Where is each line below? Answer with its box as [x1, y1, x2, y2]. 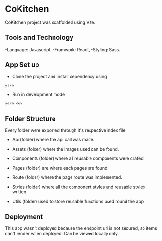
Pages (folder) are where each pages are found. [12, 165, 108, 171]
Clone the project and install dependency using [12, 73, 107, 79]
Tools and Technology [5, 34, 74, 42]
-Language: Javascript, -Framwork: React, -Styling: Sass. [5, 46, 120, 52]
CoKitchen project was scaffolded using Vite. [5, 19, 96, 25]
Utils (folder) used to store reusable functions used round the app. [12, 198, 145, 205]
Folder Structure [5, 114, 56, 122]
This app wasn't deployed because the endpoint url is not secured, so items [5, 225, 157, 231]
